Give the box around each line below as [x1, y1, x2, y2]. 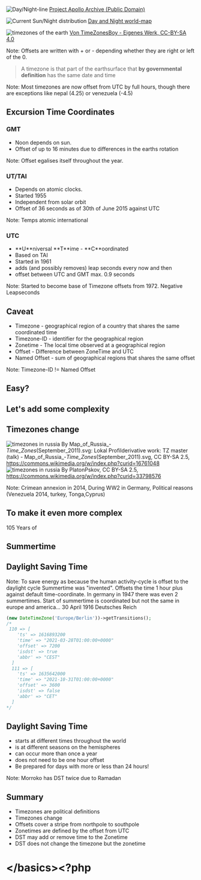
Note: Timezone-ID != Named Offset [6, 366, 96, 373]
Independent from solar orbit [14, 198, 86, 205]
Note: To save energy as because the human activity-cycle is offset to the [6, 578, 189, 585]
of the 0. [6, 54, 27, 60]
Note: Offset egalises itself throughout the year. [6, 157, 124, 164]
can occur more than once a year [14, 750, 98, 757]
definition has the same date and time [20, 72, 116, 78]
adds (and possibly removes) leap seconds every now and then [14, 264, 172, 272]
